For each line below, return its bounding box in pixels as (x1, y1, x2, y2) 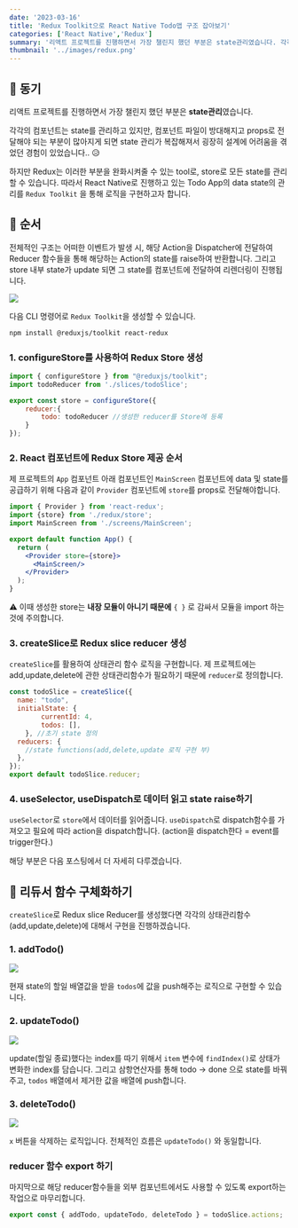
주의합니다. (25, 613, 65, 624)
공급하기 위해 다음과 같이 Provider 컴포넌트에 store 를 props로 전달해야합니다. (9, 484, 281, 495)
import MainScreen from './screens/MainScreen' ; (9, 519, 192, 528)
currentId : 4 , (41, 712, 93, 721)
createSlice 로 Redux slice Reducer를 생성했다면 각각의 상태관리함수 (9, 909, 251, 920)
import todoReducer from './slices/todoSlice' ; (9, 380, 189, 389)
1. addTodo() (9, 943, 65, 956)
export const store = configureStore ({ (9, 396, 157, 405)
